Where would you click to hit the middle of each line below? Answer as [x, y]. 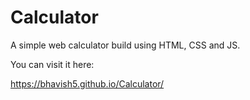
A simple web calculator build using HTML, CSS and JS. [125, 45]
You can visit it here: [52, 64]
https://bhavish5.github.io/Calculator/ [87, 83]
